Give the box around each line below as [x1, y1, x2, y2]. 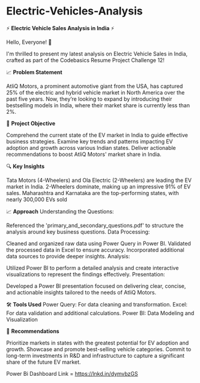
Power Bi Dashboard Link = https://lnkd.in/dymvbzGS [6, 370, 138, 377]
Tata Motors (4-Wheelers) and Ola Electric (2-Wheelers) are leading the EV [6, 176, 192, 184]
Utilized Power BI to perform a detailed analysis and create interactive [6, 264, 179, 272]
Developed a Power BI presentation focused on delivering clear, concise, [6, 282, 186, 290]
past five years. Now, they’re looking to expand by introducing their [6, 95, 172, 102]
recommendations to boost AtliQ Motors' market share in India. [6, 151, 162, 158]
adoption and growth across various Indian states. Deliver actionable [6, 144, 176, 151]
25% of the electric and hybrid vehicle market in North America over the [6, 89, 185, 96]
